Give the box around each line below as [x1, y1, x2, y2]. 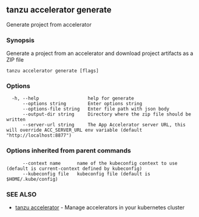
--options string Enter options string [22, 101, 143, 107]
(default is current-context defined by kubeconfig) [6, 166, 143, 172]
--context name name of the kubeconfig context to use [22, 160, 178, 166]
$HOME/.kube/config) [6, 176, 59, 182]
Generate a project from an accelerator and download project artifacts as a [6, 50, 194, 57]
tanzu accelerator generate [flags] [6, 68, 99, 74]
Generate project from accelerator [6, 21, 92, 28]
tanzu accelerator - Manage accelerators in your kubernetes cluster [15, 204, 185, 211]
